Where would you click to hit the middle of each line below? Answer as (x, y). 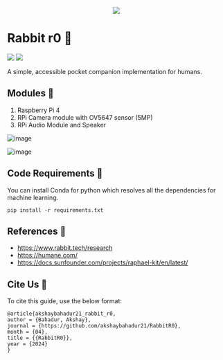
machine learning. (33, 197)
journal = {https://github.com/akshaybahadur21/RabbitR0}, (94, 326)
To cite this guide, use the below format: (65, 301)
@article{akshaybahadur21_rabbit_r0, (62, 314)
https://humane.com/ (47, 255)
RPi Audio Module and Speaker (61, 125)
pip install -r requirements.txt (55, 210)
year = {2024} (28, 344)
